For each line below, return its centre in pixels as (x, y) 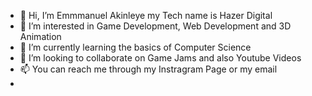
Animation (40, 36)
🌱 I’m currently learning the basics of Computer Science (135, 47)
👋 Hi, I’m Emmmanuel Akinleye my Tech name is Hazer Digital (146, 15)
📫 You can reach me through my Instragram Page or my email (148, 69)
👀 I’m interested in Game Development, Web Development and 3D (155, 26)
